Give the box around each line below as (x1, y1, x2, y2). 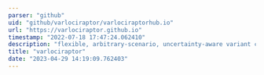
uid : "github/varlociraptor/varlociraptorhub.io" (8, 19, 174, 27)
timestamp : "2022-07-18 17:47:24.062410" (8, 33, 146, 41)
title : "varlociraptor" (8, 48, 86, 55)
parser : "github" (8, 11, 65, 20)
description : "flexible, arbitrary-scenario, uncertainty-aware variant (8, 41, 251, 48)
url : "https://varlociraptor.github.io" (8, 26, 143, 34)
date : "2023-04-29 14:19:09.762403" (8, 55, 128, 63)
